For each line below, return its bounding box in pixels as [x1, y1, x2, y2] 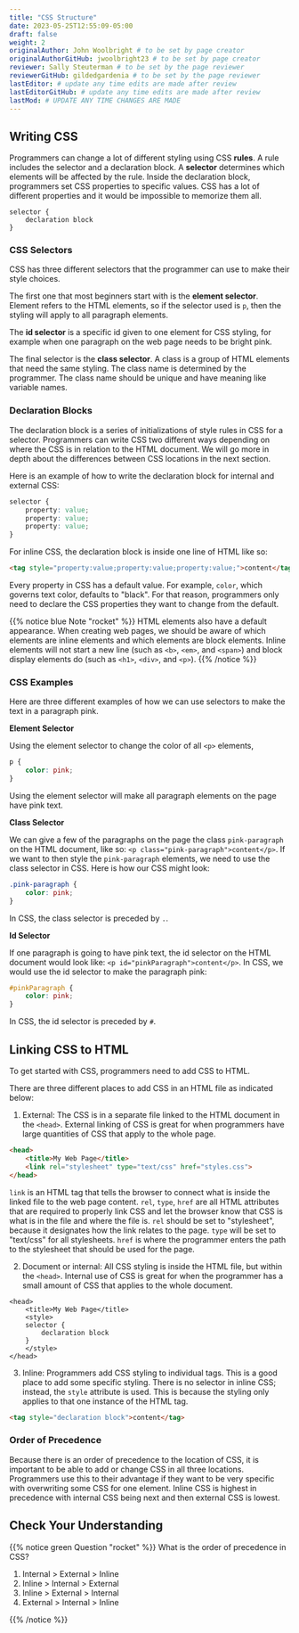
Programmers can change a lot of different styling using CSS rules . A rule [9, 152, 279, 163]
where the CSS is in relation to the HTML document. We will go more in [9, 443, 270, 455]
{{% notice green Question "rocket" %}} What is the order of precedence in [9, 1541, 287, 1552]
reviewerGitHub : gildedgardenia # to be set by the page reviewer [9, 71, 261, 80]
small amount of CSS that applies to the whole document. [21, 1280, 233, 1291]
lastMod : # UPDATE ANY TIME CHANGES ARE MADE [9, 95, 181, 105]
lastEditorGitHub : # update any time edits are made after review [9, 87, 261, 96]
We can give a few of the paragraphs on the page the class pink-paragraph [9, 834, 284, 845]
